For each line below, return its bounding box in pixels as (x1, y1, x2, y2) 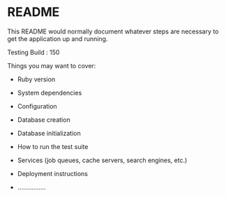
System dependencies (17, 88, 82, 97)
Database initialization (17, 129, 82, 137)
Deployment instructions (17, 169, 89, 178)
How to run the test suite (17, 142, 89, 150)
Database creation (17, 116, 71, 124)
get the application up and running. (7, 34, 108, 42)
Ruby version (17, 74, 56, 84)
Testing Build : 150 (7, 48, 60, 56)
